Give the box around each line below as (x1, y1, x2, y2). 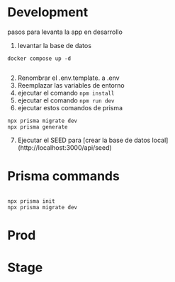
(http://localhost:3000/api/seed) (17, 143, 112, 152)
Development (7, 4, 89, 20)
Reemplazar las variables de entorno (17, 81, 125, 89)
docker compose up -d (7, 54, 72, 62)
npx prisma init (7, 197, 55, 205)
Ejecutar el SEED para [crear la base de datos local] (17, 136, 169, 144)
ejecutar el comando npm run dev (17, 96, 115, 105)
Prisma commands (7, 168, 120, 184)
